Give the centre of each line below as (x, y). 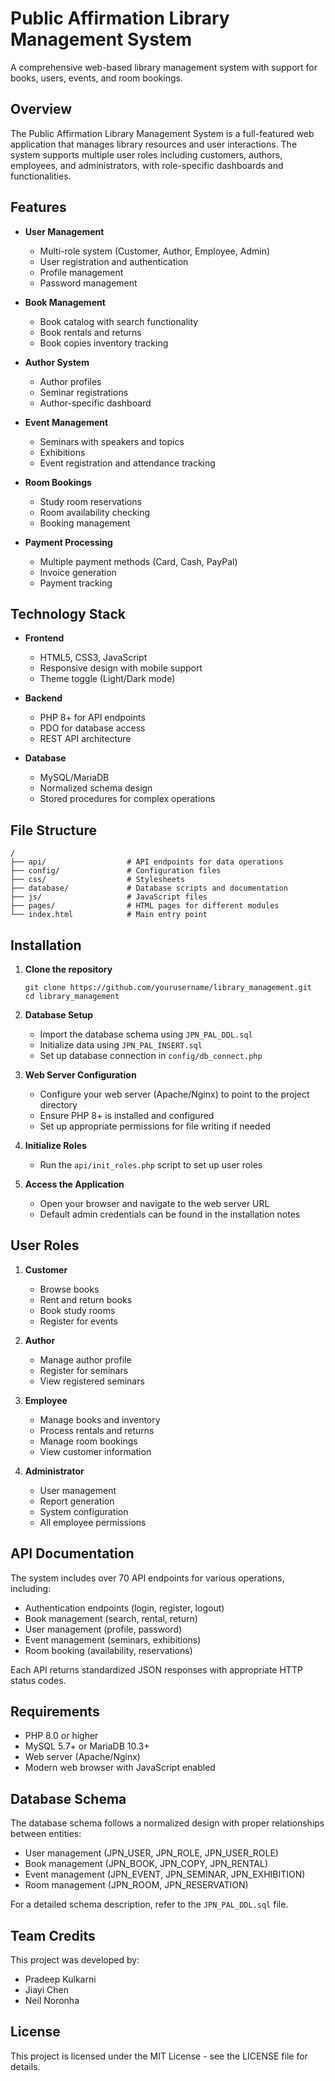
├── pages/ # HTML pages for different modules (145, 906)
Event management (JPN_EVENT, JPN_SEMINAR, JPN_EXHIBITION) (165, 1874)
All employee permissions (93, 1522)
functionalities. (41, 176)
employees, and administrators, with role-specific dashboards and (147, 165)
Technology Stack (68, 613)
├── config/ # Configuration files (116, 871)
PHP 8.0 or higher (61, 1736)
